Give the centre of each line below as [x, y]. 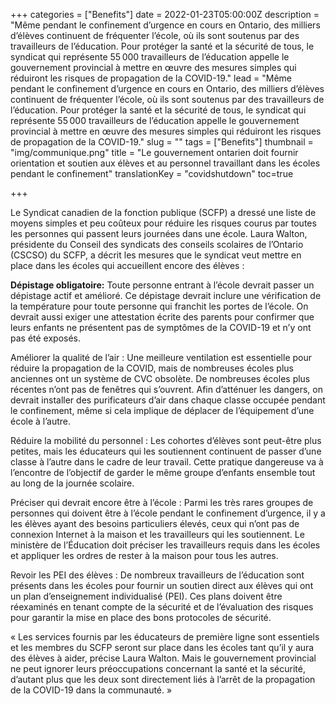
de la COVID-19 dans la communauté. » [91, 690]
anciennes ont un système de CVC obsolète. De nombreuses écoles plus [160, 378]
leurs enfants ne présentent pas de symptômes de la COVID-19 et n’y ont [161, 327]
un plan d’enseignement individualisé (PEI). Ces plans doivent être [146, 596]
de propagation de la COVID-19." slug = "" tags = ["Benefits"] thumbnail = [162, 142]
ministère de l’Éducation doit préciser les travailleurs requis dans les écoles [165, 545]
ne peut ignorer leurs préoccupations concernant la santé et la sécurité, [158, 668]
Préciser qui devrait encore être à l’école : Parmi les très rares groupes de [162, 502]
